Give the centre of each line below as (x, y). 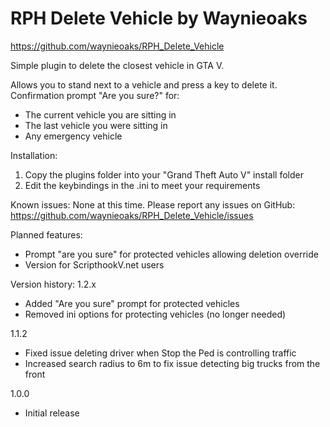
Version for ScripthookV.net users (94, 264)
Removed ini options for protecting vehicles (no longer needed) (155, 314)
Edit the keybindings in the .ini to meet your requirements (142, 185)
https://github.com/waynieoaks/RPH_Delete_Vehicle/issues (132, 215)
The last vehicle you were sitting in (96, 125)
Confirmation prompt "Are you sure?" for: (95, 95)
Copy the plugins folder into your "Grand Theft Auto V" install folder (164, 174)
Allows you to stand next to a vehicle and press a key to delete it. (144, 84)
